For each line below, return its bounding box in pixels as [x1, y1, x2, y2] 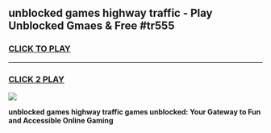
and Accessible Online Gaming [8, 115, 114, 125]
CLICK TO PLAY [8, 44, 71, 55]
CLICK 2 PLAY [8, 73, 65, 85]
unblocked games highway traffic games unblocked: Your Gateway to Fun [8, 106, 261, 116]
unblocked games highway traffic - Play [8, 6, 213, 20]
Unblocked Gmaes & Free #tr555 [8, 19, 175, 33]
